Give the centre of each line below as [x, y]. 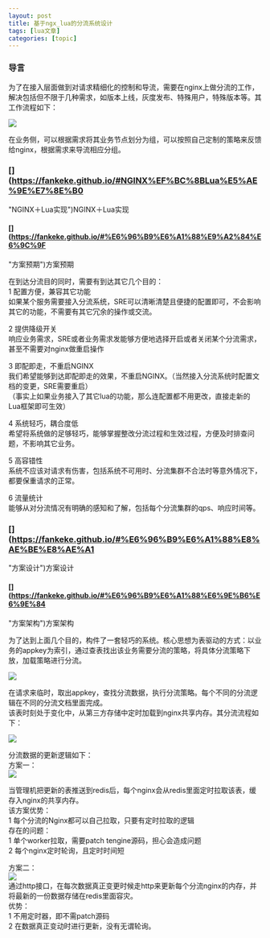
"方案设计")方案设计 [41, 568]
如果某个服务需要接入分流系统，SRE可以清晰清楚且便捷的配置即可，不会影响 [135, 302]
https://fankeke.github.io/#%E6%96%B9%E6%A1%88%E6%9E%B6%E [136, 595]
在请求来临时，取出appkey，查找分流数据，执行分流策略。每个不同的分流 [130, 692]
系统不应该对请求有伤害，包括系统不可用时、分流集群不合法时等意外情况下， [135, 471]
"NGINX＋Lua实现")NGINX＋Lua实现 [69, 209]
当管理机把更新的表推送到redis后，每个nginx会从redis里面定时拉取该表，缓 [133, 790]
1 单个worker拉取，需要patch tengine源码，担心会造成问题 [105, 840]
